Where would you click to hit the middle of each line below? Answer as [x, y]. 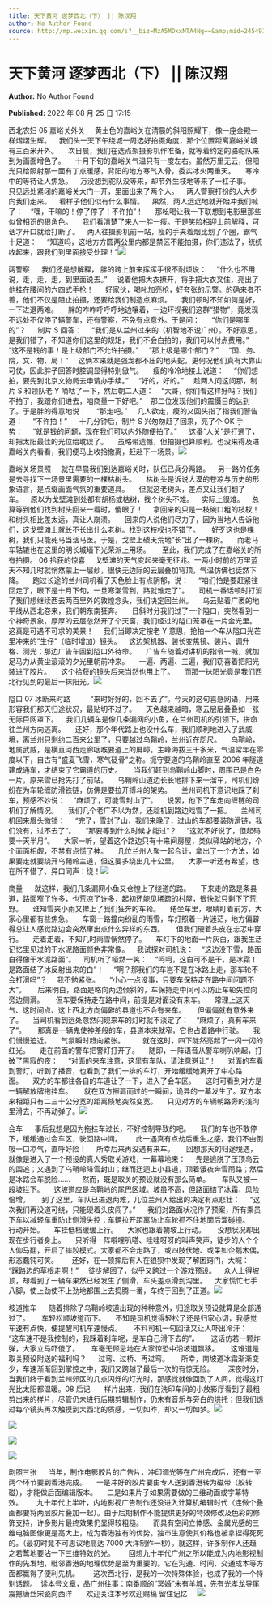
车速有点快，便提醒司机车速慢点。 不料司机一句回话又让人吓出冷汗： [128, 1328]
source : [21, 31]
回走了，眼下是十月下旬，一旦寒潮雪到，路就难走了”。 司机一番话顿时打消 [136, 591]
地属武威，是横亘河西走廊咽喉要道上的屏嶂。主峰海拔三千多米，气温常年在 [132, 750]
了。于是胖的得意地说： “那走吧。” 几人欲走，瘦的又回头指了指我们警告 [133, 411]
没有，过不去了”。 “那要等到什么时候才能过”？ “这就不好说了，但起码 [138, 831]
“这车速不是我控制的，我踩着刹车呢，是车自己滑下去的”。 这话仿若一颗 [131, 1338]
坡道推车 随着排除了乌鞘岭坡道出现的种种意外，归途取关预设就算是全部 [132, 1308]
